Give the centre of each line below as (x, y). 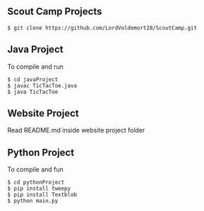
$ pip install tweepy (39, 189)
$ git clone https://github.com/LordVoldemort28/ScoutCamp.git (102, 28)
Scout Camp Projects (55, 12)
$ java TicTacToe (33, 92)
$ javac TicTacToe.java (42, 85)
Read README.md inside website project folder (76, 131)
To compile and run (35, 66)
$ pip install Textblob (42, 195)
